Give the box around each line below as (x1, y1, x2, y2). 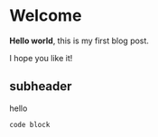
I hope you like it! (9, 52, 73, 63)
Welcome (9, 5, 82, 26)
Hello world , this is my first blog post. (9, 35, 149, 46)
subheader (9, 78, 72, 95)
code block (9, 120, 51, 129)
